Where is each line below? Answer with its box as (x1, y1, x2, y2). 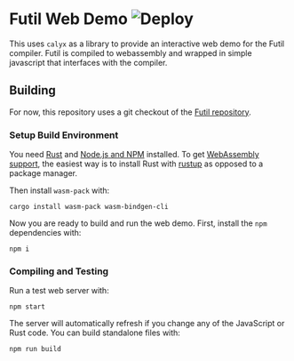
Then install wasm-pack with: (9, 185, 110, 196)
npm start (9, 302, 46, 311)
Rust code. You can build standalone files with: (9, 327, 180, 338)
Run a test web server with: (9, 285, 109, 296)
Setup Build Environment (9, 129, 119, 141)
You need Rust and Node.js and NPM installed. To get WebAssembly (9, 149, 259, 160)
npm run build (9, 345, 62, 354)
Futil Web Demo (9, 9, 129, 29)
